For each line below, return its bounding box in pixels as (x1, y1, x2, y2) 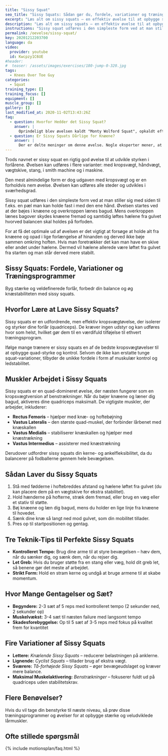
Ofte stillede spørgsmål (5, 732, 79, 740)
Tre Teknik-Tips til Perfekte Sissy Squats (5, 535, 134, 544)
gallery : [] (5, 105, 30, 110)
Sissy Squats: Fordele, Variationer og (5, 264, 123, 273)
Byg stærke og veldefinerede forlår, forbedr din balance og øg (5, 285, 133, 291)
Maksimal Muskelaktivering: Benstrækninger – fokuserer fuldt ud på (12, 674, 155, 680)
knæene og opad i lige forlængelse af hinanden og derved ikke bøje (5, 234, 145, 239)
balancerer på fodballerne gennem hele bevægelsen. (5, 455, 114, 462)
